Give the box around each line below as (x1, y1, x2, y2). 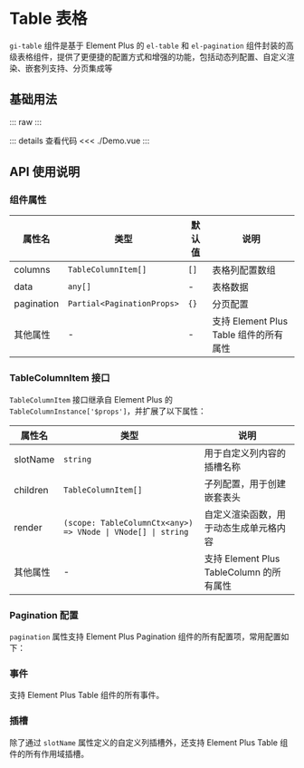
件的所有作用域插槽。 (9, 748, 89, 759)
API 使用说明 (9, 164, 81, 180)
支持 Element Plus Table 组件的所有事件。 (9, 690, 165, 701)
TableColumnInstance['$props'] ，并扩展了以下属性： (9, 405, 206, 416)
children (14, 483, 49, 496)
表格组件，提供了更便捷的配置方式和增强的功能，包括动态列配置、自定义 (16, 51, 287, 62)
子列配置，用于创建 (204, 477, 287, 490)
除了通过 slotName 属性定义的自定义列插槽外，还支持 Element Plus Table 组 (9, 736, 289, 748)
